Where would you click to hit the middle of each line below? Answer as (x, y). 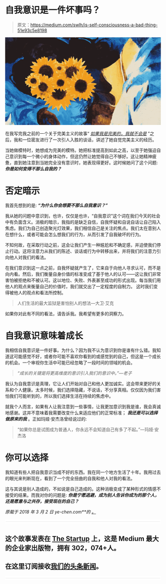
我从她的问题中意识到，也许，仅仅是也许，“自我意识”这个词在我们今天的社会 (83, 216)
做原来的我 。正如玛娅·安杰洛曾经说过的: (46, 419)
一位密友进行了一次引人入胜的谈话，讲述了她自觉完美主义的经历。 (89, 140)
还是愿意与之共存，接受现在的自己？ (42, 501)
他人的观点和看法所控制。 (40, 293)
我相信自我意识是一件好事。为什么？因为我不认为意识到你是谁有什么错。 (79, 350)
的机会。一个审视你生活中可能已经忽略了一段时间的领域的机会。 (70, 363)
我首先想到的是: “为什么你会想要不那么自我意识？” (57, 206)
